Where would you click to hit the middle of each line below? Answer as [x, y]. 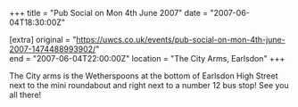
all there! [25, 95]
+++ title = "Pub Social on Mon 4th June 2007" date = [109, 13]
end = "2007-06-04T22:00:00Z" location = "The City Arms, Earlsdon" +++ [147, 58]
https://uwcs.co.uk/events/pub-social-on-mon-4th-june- [180, 40]
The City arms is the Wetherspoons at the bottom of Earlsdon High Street [144, 76]
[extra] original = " [43, 40]
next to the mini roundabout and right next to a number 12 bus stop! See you [149, 85]
